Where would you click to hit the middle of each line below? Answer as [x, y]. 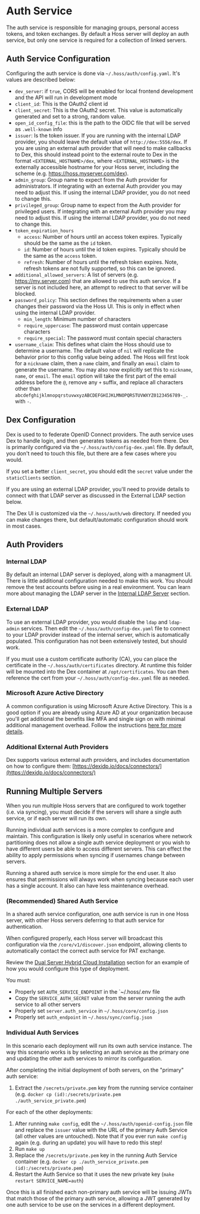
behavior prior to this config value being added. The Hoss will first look [102, 357]
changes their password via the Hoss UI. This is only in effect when [97, 306]
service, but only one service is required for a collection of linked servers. [96, 40]
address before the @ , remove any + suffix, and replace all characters [99, 382]
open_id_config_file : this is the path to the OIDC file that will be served [102, 123]
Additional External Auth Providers [57, 747]
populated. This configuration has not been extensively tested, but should [97, 641]
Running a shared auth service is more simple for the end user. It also [91, 873]
